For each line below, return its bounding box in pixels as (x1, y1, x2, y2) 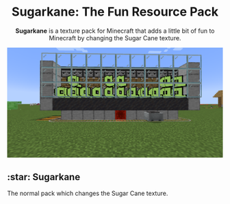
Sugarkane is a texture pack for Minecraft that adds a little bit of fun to (15, 27, 215, 35)
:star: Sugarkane (7, 171, 81, 183)
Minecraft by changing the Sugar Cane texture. (49, 33, 181, 42)
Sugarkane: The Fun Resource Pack (11, 4, 219, 20)
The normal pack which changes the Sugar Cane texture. (7, 189, 168, 198)
